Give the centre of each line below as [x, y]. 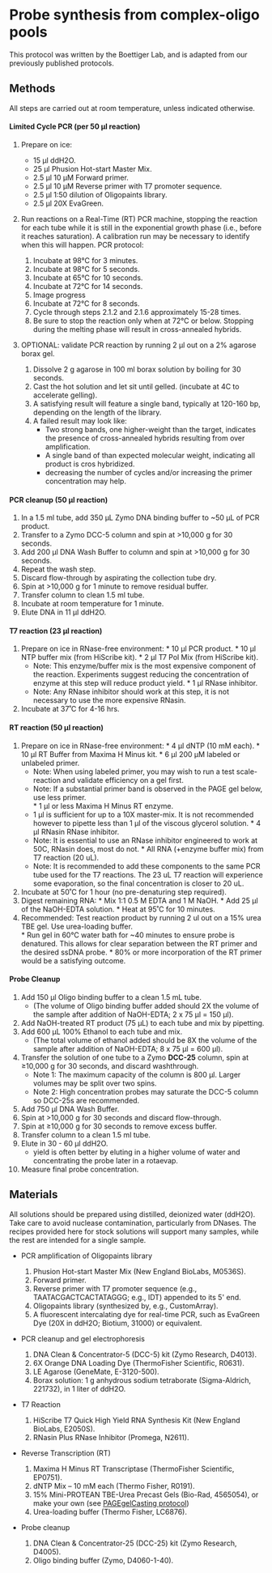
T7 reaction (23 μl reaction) [56, 631]
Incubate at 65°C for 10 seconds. [88, 278]
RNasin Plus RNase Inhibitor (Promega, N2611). [111, 1437]
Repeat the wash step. [58, 569]
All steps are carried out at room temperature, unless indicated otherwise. [132, 108]
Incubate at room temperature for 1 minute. [92, 604]
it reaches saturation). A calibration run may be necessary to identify [135, 236]
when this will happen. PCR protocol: [82, 244]
